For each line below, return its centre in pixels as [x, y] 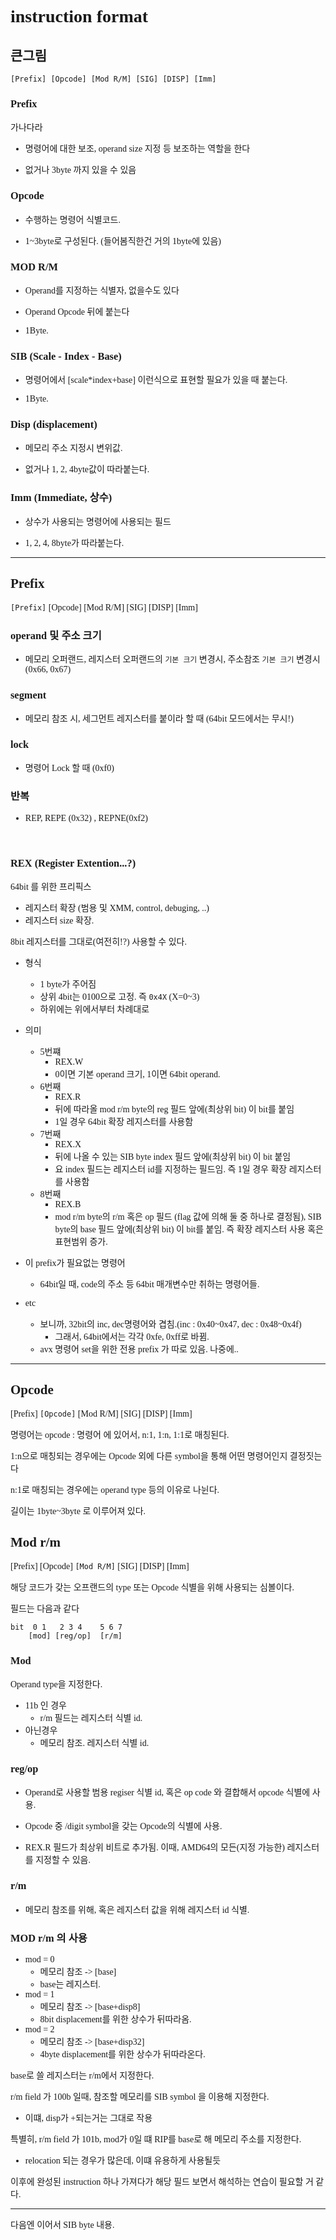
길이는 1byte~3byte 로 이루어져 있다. [78, 1511]
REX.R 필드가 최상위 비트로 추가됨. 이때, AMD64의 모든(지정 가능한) [154, 1847]
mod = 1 [39, 1994]
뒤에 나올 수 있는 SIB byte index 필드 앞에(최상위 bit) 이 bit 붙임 [173, 1157]
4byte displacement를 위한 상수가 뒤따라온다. [122, 2054]
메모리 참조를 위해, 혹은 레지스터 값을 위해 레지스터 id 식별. [137, 1909]
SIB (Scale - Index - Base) [66, 356]
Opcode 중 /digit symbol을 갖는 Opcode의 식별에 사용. [123, 1826]
